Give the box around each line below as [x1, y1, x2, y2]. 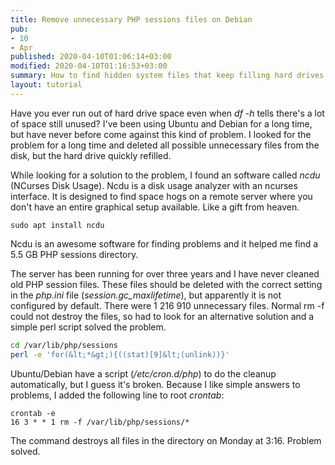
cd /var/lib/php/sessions [10, 340, 118, 350]
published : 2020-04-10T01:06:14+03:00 [10, 52, 172, 62]
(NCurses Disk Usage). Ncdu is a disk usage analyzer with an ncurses [10, 179, 298, 191]
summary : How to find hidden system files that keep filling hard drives [10, 71, 325, 81]
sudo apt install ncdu [10, 220, 105, 230]
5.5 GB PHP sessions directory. [10, 248, 139, 260]
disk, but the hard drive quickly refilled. [10, 149, 172, 161]
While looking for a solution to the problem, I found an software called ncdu [10, 169, 321, 181]
